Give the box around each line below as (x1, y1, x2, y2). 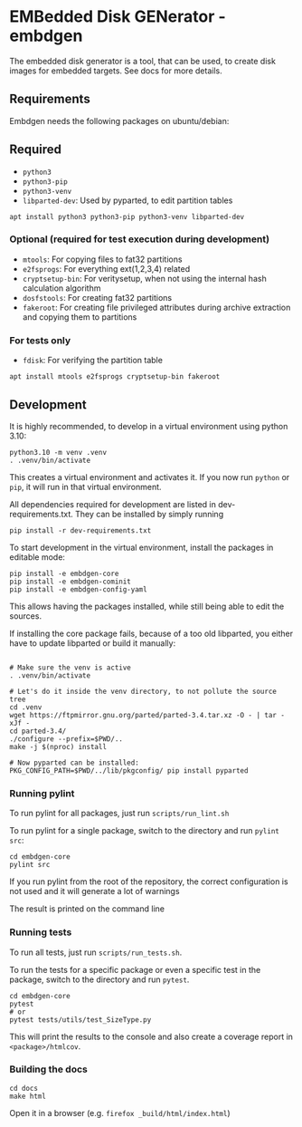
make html (9, 1092, 47, 1101)
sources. (9, 610, 42, 621)
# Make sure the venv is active (9, 663, 131, 672)
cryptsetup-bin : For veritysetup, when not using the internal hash (22, 273, 267, 284)
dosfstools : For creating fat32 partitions (22, 292, 173, 303)
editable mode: (9, 551, 66, 563)
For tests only (9, 333, 71, 346)
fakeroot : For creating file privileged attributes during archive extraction (22, 302, 291, 313)
